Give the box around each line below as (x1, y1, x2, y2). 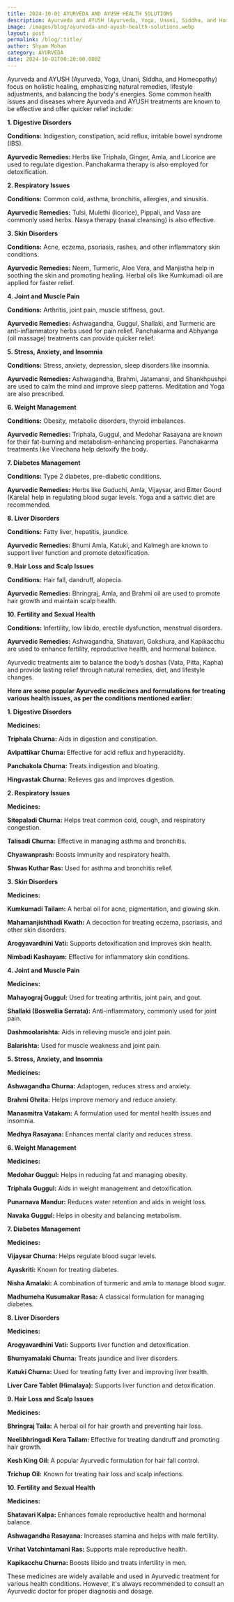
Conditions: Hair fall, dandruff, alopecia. (7, 575, 123, 584)
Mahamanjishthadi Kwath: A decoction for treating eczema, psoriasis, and (7, 918, 223, 926)
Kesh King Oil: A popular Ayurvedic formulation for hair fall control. (7, 1456, 200, 1464)
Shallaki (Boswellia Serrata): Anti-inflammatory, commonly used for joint (7, 1006, 217, 1015)
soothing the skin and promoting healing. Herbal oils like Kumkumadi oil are (7, 270, 224, 280)
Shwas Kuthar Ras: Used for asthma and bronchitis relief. (7, 864, 173, 872)
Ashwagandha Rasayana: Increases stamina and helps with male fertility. (7, 1531, 219, 1540)
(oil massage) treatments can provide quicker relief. (7, 333, 155, 342)
